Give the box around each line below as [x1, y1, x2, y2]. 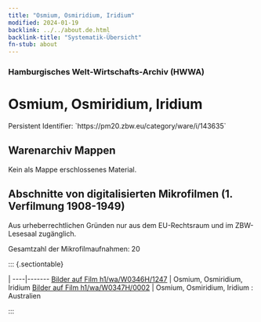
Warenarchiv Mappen [8, 144, 116, 157]
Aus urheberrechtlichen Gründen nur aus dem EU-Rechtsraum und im [8, 220, 234, 230]
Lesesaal [8, 229, 38, 238]
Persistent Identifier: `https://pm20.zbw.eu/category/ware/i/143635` [8, 121, 227, 130]
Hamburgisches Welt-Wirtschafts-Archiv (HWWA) [8, 67, 205, 78]
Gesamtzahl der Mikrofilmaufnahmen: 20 [8, 244, 140, 253]
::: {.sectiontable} [8, 259, 64, 269]
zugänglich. [38, 229, 77, 238]
